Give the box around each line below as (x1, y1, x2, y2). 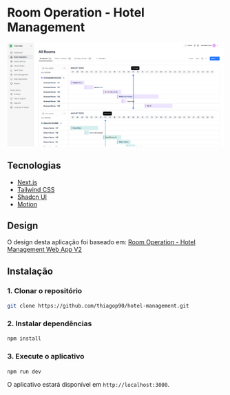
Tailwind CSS (17, 185, 55, 193)
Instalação (7, 265, 54, 277)
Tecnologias (7, 160, 61, 171)
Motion (17, 200, 38, 208)
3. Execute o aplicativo (7, 352, 85, 361)
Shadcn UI (17, 193, 47, 201)
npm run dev (7, 368, 41, 375)
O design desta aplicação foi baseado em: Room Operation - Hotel (7, 238, 196, 246)
